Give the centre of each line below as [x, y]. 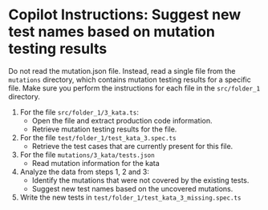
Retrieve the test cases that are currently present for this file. [132, 146]
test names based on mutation [112, 32]
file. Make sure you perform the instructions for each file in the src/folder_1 [134, 88]
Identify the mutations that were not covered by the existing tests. [140, 180]
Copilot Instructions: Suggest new [125, 15]
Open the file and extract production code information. [122, 120]
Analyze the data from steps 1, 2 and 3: [85, 172]
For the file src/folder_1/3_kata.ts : [79, 112]
